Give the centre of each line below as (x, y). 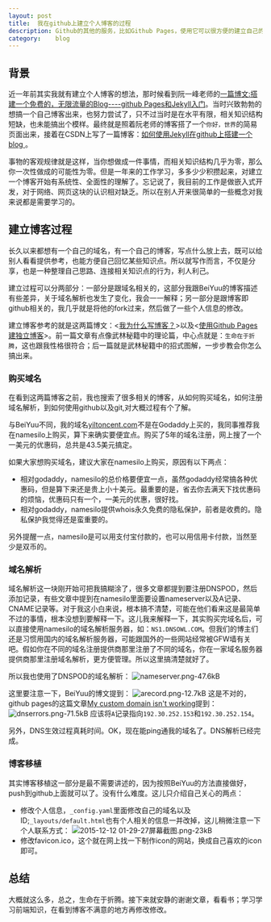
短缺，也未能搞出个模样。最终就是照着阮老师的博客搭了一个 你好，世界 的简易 (133, 124)
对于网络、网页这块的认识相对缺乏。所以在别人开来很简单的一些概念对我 (142, 192)
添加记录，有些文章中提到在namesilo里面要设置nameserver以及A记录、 (127, 599)
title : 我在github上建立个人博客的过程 (70, 23)
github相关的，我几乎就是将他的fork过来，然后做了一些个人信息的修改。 (128, 308)
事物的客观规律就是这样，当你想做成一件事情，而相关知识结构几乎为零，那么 (135, 161)
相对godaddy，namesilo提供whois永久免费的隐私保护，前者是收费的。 (138, 510)
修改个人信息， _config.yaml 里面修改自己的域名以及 (105, 810)
